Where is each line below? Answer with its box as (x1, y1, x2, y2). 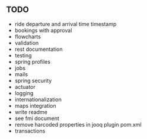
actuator (14, 83, 36, 90)
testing (14, 51, 32, 59)
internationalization (14, 96, 62, 103)
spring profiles (14, 58, 50, 65)
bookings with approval (14, 27, 72, 34)
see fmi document (14, 115, 59, 122)
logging (14, 89, 34, 96)
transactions (14, 127, 46, 134)
